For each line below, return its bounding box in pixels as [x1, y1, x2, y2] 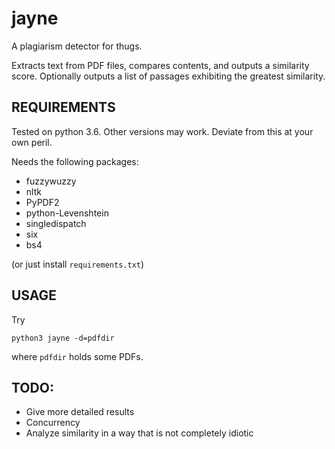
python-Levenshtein [25, 207, 109, 219]
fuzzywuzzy [25, 175, 77, 187]
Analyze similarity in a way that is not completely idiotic [25, 427, 254, 439]
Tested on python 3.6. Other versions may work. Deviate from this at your [11, 125, 314, 137]
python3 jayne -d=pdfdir [11, 333, 115, 343]
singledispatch [25, 217, 87, 229]
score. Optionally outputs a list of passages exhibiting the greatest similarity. [11, 70, 326, 82]
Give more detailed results [25, 406, 135, 418]
